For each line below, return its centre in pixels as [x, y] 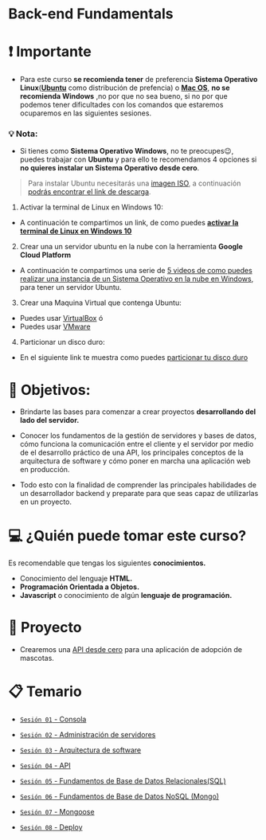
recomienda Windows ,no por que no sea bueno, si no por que [124, 96]
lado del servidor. [49, 420]
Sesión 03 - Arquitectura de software [80, 750]
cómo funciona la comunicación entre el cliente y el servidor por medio [137, 444]
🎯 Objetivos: [49, 390]
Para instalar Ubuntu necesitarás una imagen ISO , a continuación [134, 183]
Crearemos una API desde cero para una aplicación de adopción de [131, 650]
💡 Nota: [23, 134]
